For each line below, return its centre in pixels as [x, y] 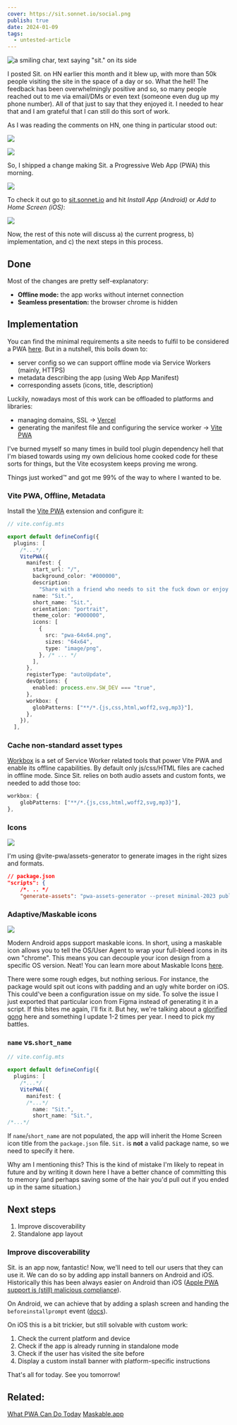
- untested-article [42, 40]
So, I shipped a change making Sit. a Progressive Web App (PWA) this [109, 165]
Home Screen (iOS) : [36, 207]
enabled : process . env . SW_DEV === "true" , [95, 688]
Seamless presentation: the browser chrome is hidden [98, 302]
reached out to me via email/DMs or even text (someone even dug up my [113, 97]
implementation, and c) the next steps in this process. [85, 242]
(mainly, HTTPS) [41, 370]
